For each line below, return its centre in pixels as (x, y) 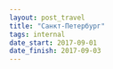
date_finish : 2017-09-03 (55, 51)
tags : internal (37, 34)
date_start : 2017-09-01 (53, 43)
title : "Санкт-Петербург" (57, 26)
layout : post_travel (48, 17)
